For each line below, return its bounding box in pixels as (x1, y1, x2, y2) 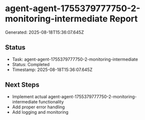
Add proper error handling (12, 104, 65, 110)
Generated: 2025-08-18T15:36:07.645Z (5, 29, 84, 35)
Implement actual (12, 93, 47, 100)
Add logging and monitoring (12, 109, 69, 115)
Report (109, 13, 138, 24)
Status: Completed (12, 61, 50, 67)
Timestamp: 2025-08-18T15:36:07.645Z (12, 67, 93, 72)
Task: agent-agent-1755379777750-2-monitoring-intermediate (12, 56, 138, 62)
